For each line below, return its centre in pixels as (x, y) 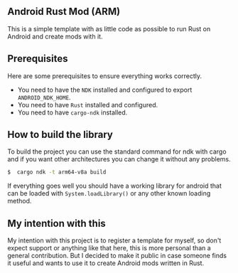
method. (20, 201)
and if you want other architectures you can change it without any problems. (119, 159)
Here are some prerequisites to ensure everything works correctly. (105, 76)
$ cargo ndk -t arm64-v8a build (57, 172)
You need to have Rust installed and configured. (88, 105)
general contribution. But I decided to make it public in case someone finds (117, 256)
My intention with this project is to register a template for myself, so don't (114, 240)
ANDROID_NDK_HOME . (44, 97)
